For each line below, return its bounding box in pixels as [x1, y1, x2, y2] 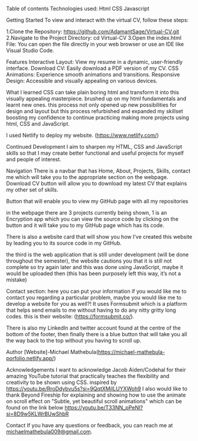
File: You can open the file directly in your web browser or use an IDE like [6, 41, 184, 47]
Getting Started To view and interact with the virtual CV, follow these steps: [6, 17, 189, 23]
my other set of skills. [6, 186, 59, 193]
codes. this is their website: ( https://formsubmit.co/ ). [6, 313, 135, 319]
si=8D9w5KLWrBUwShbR [6, 410, 69, 417]
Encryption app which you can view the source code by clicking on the [6, 216, 179, 222]
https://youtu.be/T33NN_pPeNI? [64, 404, 143, 411]
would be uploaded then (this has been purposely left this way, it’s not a [6, 270, 181, 277]
